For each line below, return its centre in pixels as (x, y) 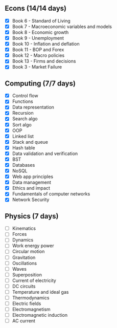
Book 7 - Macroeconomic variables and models (62, 26)
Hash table (24, 147)
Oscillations (24, 263)
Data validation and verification (45, 154)
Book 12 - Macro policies (38, 55)
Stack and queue (30, 142)
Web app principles (33, 177)
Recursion (23, 113)
